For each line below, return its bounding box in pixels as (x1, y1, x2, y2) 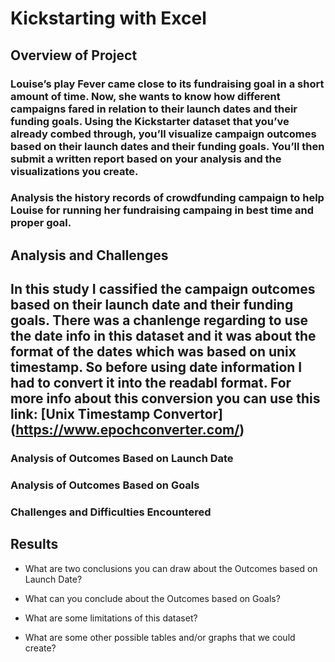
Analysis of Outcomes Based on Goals (10, 478, 200, 492)
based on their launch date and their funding (10, 297, 294, 314)
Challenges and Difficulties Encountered (10, 505, 212, 519)
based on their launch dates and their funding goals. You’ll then (10, 139, 325, 153)
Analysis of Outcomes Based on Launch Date (10, 452, 234, 466)
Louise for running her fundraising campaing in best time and (10, 203, 315, 217)
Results (10, 536, 59, 553)
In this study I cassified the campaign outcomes (10, 281, 316, 298)
